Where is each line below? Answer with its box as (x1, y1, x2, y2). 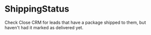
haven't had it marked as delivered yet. (4, 24, 84, 30)
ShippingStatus (4, 3, 69, 15)
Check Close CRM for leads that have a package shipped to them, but (4, 19, 146, 25)
